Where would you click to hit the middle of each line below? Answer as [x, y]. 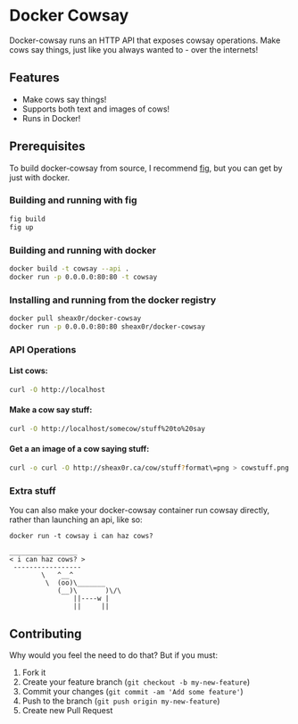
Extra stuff [33, 490]
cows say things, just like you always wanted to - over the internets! [134, 49]
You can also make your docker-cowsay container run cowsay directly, [140, 511]
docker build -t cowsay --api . [69, 269]
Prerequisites [47, 147]
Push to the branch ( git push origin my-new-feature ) [121, 701]
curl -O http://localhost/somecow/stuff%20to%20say [107, 429]
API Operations [43, 349]
